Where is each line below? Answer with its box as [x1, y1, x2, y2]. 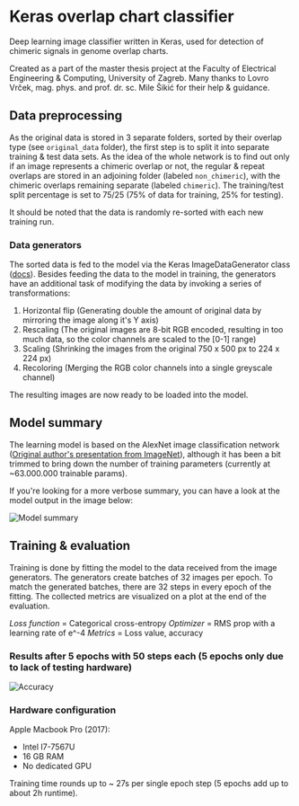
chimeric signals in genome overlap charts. [9, 45, 169, 56]
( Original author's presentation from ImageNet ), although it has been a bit [9, 448, 281, 459]
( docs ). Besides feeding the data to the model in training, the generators [9, 269, 277, 279]
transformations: [9, 288, 71, 298]
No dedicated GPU [22, 761, 92, 772]
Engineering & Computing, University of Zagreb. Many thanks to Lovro [9, 72, 269, 83]
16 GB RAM [22, 751, 65, 762]
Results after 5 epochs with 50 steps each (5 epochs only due [9, 650, 285, 662]
